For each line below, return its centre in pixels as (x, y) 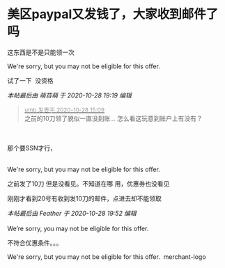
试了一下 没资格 (30, 80)
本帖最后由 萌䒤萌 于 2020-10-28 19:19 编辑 (70, 95)
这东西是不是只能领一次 (41, 52)
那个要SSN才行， (32, 148)
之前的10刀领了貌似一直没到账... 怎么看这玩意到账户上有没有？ (114, 118)
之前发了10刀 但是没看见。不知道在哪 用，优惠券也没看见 (88, 183)
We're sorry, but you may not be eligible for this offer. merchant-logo (107, 257)
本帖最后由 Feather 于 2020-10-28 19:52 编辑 (72, 213)
